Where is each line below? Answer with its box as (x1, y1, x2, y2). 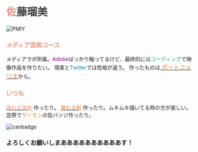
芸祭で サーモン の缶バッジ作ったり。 (6, 111, 95, 118)
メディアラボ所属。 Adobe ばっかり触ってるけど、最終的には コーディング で (6, 55, 187, 62)
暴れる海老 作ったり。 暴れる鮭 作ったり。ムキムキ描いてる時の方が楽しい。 (6, 104, 191, 111)
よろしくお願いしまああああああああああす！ (6, 139, 134, 147)
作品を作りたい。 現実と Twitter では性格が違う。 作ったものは (11, 64, 161, 71)
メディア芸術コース (6, 41, 60, 49)
